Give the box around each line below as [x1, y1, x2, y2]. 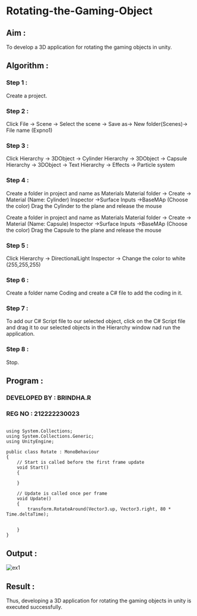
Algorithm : [6, 61, 49, 71]
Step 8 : [6, 345, 29, 353]
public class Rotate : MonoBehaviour [6, 449, 100, 455]
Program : [6, 376, 43, 386]
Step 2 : [6, 107, 29, 115]
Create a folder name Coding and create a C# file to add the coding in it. [6, 289, 183, 296]
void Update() [17, 496, 52, 502]
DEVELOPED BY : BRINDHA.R [6, 394, 91, 402]
